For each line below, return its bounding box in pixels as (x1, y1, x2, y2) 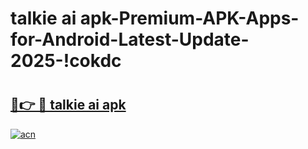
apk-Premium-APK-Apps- (79, 7, 300, 30)
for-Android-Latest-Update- (10, 28, 250, 51)
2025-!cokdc (10, 50, 122, 72)
